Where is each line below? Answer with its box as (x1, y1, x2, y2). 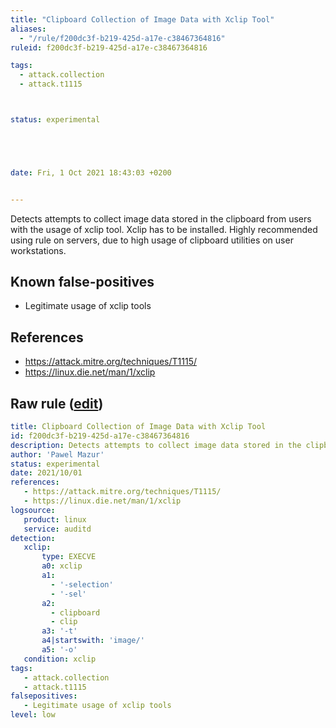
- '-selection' (50, 579, 114, 590)
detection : (10, 533, 56, 543)
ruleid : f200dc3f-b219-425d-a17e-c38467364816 (10, 42, 208, 53)
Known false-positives (10, 274, 155, 291)
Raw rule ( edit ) (10, 395, 104, 412)
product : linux (23, 514, 87, 525)
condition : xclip (23, 654, 97, 664)
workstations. (10, 244, 67, 256)
